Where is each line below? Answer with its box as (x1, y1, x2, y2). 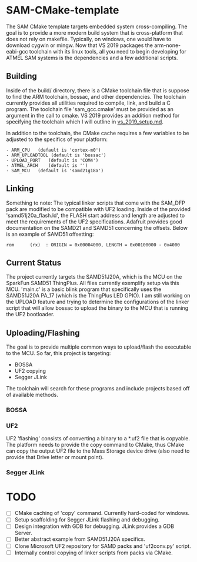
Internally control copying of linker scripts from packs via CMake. (14, 549, 173, 556)
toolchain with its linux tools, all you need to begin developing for (29, 48, 186, 55)
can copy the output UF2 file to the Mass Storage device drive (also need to (6, 447, 190, 454)
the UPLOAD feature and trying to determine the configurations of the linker (6, 298, 189, 306)
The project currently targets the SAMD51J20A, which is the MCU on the (6, 273, 182, 280)
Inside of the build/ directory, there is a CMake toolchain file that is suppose (6, 86, 189, 94)
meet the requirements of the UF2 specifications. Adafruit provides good (6, 218, 182, 225)
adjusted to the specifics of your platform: (6, 136, 108, 143)
